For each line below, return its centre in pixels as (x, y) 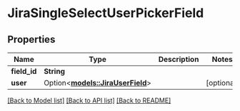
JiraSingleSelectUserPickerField (106, 13)
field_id (24, 71)
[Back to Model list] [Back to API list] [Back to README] (89, 100)
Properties (31, 39)
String (55, 71)
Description (179, 59)
